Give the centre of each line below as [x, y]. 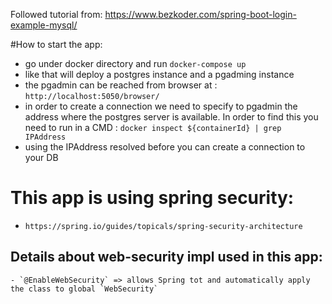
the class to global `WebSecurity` [84, 289]
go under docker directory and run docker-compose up [135, 63]
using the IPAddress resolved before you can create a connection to [165, 147]
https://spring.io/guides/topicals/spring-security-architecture [163, 226]
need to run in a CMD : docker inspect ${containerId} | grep [153, 127]
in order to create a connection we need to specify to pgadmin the [161, 106]
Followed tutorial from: [56, 14]
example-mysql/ [44, 25]
